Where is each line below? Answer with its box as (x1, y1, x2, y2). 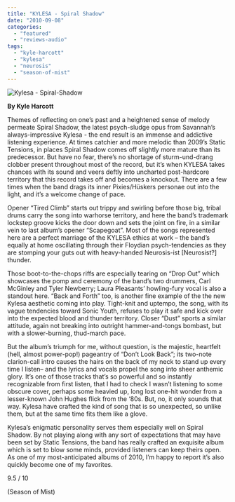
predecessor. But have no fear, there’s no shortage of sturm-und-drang (7, 152, 213, 161)
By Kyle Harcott (7, 102, 54, 110)
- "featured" (13, 29, 52, 37)
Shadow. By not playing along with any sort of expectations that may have (7, 430, 221, 439)
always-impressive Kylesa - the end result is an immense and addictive (7, 130, 213, 139)
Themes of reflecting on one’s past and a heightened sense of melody (7, 115, 210, 123)
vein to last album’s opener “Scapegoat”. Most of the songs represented (7, 226, 215, 234)
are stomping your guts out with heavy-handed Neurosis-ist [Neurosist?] (7, 248, 217, 257)
